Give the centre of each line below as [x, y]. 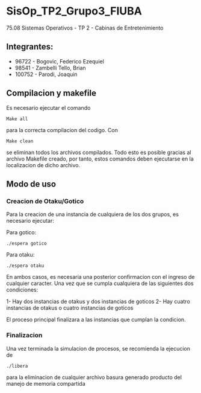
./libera [17, 366]
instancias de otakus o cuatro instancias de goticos [70, 308]
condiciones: [22, 290]
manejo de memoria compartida [46, 383]
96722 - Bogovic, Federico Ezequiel [59, 61]
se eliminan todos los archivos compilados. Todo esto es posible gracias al [99, 152]
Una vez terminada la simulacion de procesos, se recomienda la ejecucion [98, 348]
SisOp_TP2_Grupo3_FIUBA [74, 11]
